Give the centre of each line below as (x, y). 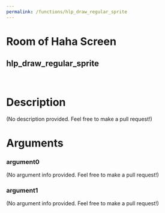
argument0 (23, 161)
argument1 (22, 190)
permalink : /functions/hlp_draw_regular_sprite (67, 12)
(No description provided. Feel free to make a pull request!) (79, 119)
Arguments (35, 143)
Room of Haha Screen (61, 41)
